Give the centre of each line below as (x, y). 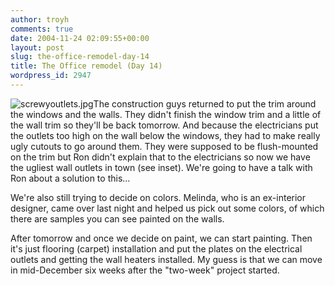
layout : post (37, 47)
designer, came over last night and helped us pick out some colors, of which (167, 208)
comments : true (42, 29)
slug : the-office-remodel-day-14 (80, 57)
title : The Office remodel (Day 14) (86, 66)
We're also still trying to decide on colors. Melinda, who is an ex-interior (158, 197)
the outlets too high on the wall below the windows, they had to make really (165, 135)
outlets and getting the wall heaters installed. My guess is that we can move (166, 259)
